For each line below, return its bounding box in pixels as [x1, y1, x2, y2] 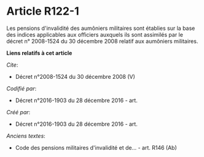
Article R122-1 [6, 4, 79, 18]
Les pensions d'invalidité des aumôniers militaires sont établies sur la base [6, 24, 195, 32]
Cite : [6, 61, 18, 68]
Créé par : [6, 108, 31, 115]
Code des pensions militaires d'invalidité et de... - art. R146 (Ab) [15, 144, 177, 151]
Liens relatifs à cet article [6, 49, 73, 56]
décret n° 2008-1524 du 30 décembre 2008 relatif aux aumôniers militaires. [6, 37, 198, 45]
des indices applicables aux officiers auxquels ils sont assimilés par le [6, 31, 183, 38]
